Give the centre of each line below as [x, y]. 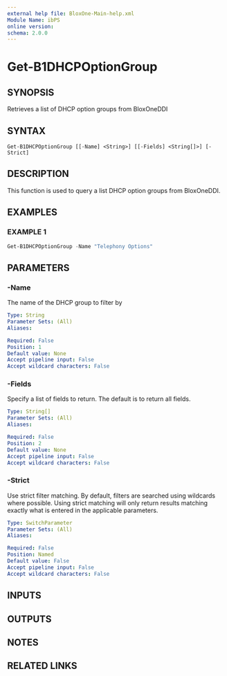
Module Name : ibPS [34, 20]
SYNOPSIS [31, 92]
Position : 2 [24, 443]
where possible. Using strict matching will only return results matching [108, 503]
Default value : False [38, 561]
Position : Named [30, 555]
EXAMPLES [32, 213]
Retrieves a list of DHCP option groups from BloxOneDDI [88, 109]
